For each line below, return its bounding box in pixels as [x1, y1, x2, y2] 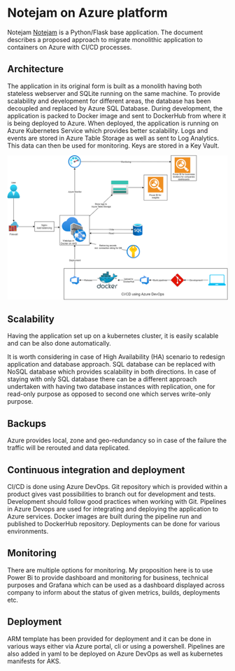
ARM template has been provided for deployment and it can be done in [7, 635, 211, 643]
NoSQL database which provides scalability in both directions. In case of [7, 367, 217, 376]
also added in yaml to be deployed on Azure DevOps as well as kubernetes [7, 649, 223, 658]
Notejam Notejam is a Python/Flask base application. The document [7, 28, 204, 36]
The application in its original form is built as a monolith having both [7, 82, 202, 90]
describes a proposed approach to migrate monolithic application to [7, 35, 203, 43]
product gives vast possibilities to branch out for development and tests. [7, 490, 216, 498]
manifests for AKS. [7, 656, 62, 665]
